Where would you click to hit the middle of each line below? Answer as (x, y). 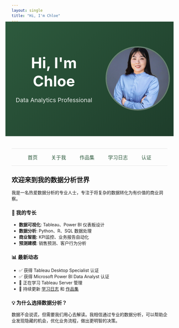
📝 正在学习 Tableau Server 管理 (50, 283)
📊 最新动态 (25, 257)
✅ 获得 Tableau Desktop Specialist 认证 (59, 270)
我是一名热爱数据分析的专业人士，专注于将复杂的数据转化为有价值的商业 (85, 193)
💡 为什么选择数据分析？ (39, 303)
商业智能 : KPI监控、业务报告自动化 (54, 237)
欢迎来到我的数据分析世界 (50, 180)
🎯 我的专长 (24, 213)
